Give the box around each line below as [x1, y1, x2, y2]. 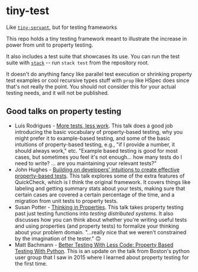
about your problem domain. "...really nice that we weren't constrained [14, 228, 187, 235]
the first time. [14, 260, 47, 267]
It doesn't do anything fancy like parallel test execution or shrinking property [6, 70, 192, 77]
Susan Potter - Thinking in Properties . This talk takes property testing [14, 204, 184, 211]
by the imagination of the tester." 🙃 [14, 235, 102, 242]
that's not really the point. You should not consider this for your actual [6, 83, 176, 90]
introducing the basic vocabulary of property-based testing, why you [14, 128, 183, 135]
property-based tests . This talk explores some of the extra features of [14, 172, 185, 179]
